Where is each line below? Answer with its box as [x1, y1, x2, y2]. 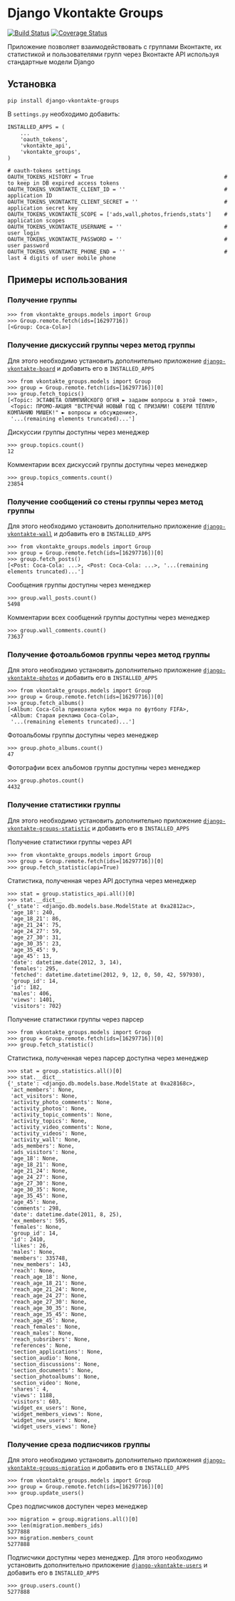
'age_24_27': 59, [10, 927, 62, 935]
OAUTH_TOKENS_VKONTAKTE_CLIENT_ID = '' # [7, 185, 228, 193]
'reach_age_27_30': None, [10, 1298, 88, 1305]
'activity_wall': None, [10, 1136, 81, 1143]
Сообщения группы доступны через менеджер [7, 581, 152, 590]
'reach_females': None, [10, 1323, 81, 1330]
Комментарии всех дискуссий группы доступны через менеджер [7, 460, 208, 468]
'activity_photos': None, [10, 1105, 88, 1112]
